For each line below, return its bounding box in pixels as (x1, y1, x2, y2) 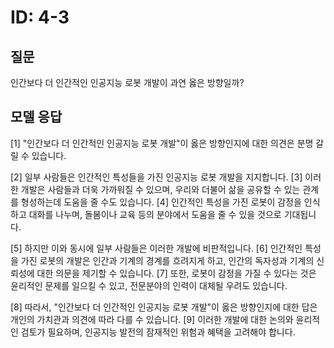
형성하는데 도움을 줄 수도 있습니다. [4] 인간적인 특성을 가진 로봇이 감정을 (20, 196, 302, 208)
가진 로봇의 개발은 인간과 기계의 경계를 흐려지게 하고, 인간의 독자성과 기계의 (20, 254, 315, 266)
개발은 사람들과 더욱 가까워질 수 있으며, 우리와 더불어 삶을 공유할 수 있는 (20, 183, 301, 195)
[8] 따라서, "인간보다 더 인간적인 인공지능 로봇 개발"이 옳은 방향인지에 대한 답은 (10, 301, 318, 313)
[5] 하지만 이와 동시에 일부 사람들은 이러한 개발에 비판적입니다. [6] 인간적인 (10, 242, 303, 254)
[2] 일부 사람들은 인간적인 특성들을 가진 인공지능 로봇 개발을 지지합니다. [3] (10, 171, 303, 183)
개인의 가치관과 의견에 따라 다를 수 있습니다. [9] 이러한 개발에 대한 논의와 (10, 313, 294, 325)
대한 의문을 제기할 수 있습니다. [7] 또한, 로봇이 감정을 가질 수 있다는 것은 (36, 267, 317, 279)
